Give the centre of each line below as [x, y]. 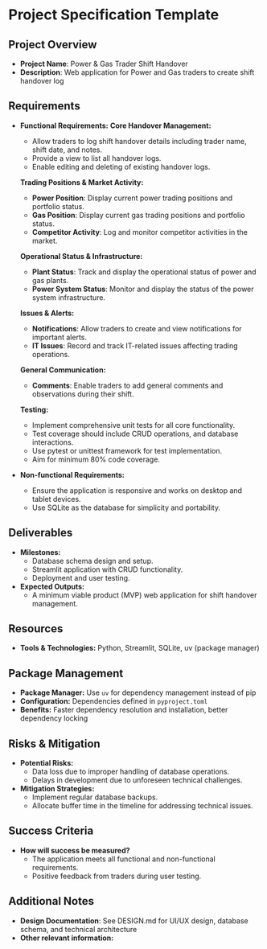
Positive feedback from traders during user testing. [117, 876]
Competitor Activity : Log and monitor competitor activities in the [140, 232]
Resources [36, 629]
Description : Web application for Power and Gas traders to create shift [137, 72]
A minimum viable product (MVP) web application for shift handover [144, 595]
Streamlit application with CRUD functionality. [107, 569]
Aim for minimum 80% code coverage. [96, 459]
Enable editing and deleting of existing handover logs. [121, 166]
